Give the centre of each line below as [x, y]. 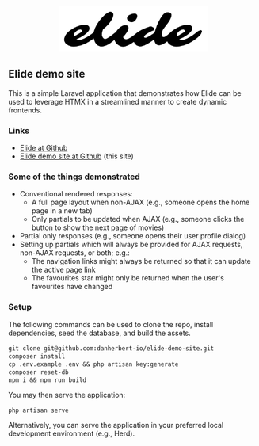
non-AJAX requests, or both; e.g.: [75, 253]
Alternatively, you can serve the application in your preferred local [116, 425]
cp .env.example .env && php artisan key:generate [93, 364]
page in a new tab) [62, 211]
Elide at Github [44, 148]
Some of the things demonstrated [74, 177]
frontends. [25, 110]
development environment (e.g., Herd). [72, 433]
